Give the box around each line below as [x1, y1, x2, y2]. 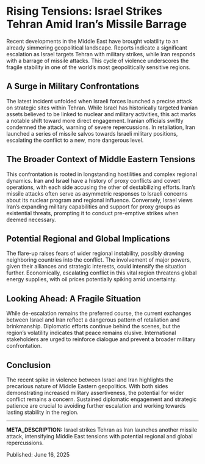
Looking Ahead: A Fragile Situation [6, 293, 142, 304]
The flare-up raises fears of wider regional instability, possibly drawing [6, 249, 184, 257]
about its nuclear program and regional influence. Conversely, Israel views [6, 196, 193, 204]
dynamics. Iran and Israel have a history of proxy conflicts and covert [6, 177, 181, 184]
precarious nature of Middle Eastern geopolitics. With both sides [6, 383, 168, 389]
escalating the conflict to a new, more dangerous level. [6, 136, 144, 144]
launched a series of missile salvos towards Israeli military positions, [6, 130, 178, 137]
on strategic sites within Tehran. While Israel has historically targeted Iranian [6, 104, 198, 111]
